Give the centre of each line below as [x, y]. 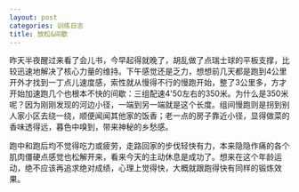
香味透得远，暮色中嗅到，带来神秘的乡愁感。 [91, 127]
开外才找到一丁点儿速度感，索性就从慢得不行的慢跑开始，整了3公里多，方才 [148, 83]
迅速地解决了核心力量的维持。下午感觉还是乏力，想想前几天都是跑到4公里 [152, 71]
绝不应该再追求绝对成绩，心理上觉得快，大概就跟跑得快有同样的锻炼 [149, 168]
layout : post [33, 17]
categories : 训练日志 [47, 26]
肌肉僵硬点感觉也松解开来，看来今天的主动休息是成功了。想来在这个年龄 [141, 157]
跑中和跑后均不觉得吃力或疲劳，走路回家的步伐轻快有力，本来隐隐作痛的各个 [149, 146]
